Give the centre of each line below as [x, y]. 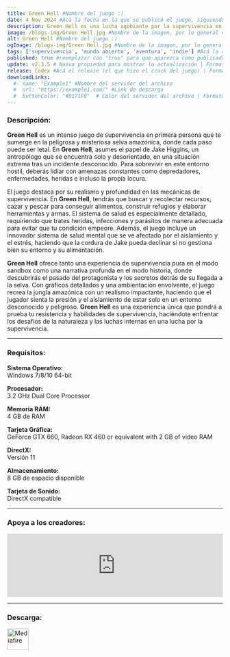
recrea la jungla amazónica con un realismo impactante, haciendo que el [109, 292]
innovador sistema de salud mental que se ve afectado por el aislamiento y [112, 235]
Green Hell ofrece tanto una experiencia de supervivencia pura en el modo [113, 263]
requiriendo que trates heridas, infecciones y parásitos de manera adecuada [115, 221]
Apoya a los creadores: [46, 522]
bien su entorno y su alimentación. [56, 250]
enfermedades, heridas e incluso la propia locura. [77, 179]
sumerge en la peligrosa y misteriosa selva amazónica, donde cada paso [110, 142]
